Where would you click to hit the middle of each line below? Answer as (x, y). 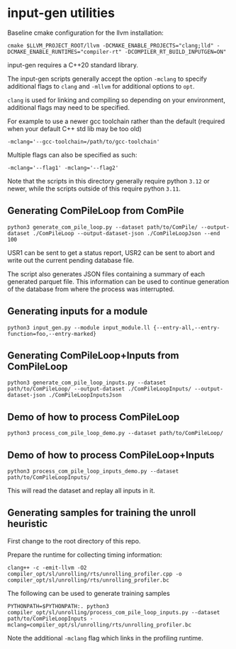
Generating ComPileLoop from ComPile (96, 211)
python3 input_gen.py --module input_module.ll (79, 327)
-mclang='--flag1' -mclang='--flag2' (63, 168)
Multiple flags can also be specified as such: (72, 154)
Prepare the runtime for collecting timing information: (85, 555)
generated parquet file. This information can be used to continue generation (118, 281)
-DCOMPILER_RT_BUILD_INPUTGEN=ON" (175, 52)
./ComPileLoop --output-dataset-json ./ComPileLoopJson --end (127, 233)
